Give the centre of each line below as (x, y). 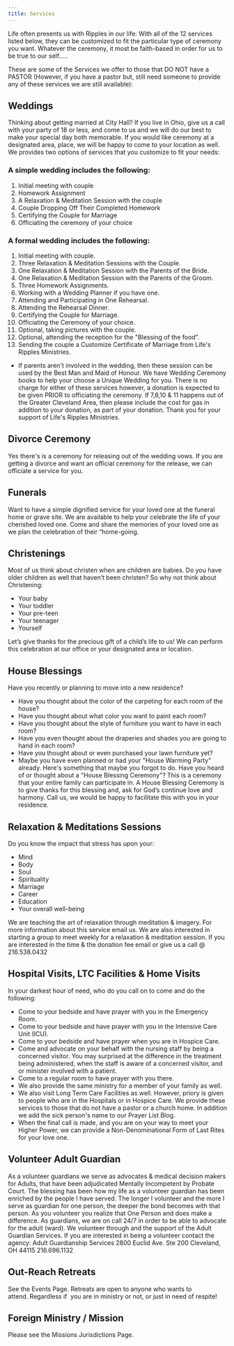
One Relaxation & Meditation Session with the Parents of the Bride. (114, 271)
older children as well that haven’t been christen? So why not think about (112, 578)
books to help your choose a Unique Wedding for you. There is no (112, 380)
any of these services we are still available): (70, 84)
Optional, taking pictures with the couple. (77, 330)
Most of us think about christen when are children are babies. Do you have (115, 570)
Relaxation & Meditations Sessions (85, 827)
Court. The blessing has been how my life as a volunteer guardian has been (116, 1191)
